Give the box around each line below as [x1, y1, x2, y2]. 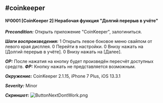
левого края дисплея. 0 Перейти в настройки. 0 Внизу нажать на [5, 43, 144, 49]
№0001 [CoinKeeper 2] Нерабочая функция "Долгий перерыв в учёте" [5, 17, 159, 24]
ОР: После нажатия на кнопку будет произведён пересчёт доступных [5, 58, 154, 64]
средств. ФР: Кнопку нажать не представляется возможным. [5, 64, 136, 69]
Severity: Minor [5, 82, 38, 88]
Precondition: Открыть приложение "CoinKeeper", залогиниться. [5, 29, 142, 34]
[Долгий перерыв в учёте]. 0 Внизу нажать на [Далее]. [5, 49, 122, 55]
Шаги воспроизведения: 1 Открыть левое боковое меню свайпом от [5, 38, 153, 44]
